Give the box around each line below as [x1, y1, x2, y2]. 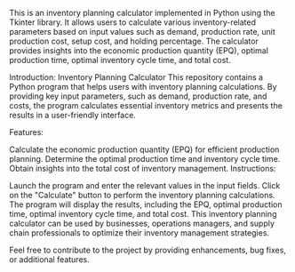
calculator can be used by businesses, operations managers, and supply [9, 218, 275, 228]
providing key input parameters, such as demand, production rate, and [9, 91, 267, 101]
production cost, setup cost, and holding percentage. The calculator [9, 36, 259, 46]
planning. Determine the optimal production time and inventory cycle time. [9, 154, 281, 164]
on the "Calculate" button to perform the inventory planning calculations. [9, 190, 275, 200]
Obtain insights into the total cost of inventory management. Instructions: [9, 164, 276, 173]
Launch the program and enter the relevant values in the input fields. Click [9, 180, 281, 190]
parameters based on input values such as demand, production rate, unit [9, 27, 275, 36]
